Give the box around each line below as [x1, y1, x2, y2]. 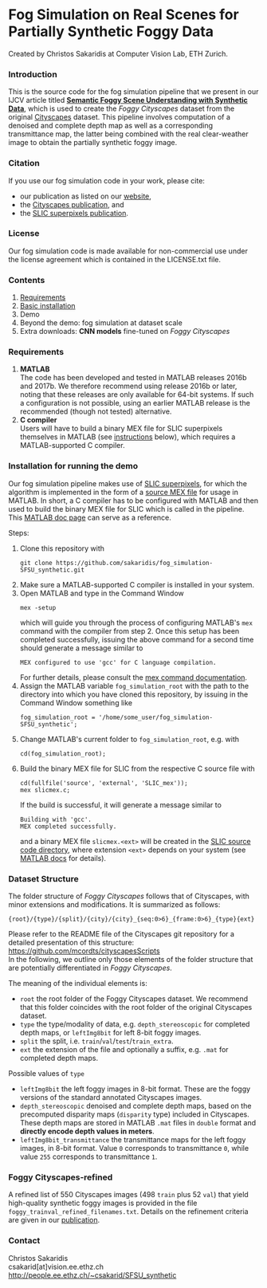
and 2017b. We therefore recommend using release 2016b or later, [19, 381, 238, 391]
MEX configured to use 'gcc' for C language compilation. [19, 658, 217, 666]
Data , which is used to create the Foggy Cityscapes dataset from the [8, 104, 235, 113]
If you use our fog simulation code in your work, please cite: [8, 175, 206, 185]
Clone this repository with [19, 544, 105, 553]
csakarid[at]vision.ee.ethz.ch [8, 1262, 104, 1271]
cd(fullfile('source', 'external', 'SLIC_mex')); [19, 779, 189, 787]
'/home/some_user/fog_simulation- [98, 713, 214, 721]
